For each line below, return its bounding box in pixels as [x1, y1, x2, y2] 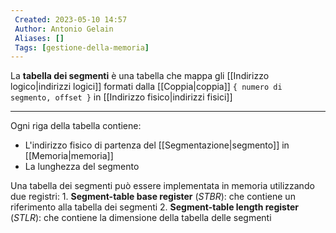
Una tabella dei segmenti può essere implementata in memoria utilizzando [10, 180, 315, 192]
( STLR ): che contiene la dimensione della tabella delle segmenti [10, 212, 272, 224]
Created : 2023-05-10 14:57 [14, 14, 128, 25]
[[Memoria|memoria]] [24, 150, 114, 162]
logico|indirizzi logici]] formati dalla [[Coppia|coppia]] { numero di [10, 81, 283, 93]
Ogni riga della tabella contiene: [10, 120, 142, 132]
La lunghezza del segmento [24, 161, 140, 173]
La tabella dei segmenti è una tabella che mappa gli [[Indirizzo [10, 70, 270, 82]
